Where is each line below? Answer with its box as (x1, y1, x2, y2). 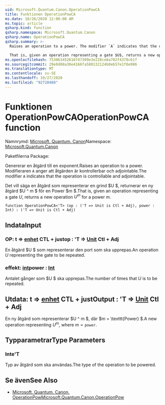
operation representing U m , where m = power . (5, 321, 97, 327)
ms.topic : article (5, 21, 43, 26)
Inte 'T (5, 351, 20, 358)
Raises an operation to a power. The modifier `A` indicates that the (9, 44, 157, 49)
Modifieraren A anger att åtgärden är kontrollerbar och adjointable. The (5, 168, 147, 174)
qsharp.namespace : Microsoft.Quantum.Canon (5, 30, 96, 35)
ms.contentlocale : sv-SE (5, 71, 56, 76)
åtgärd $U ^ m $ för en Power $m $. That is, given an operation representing (5, 188, 159, 194)
